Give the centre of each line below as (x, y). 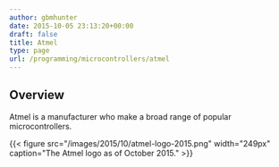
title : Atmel (34, 42)
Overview (37, 95)
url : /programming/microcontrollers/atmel (89, 59)
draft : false (34, 34)
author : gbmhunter (43, 17)
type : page (30, 51)
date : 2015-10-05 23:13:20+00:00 (72, 26)
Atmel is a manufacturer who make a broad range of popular (120, 116)
